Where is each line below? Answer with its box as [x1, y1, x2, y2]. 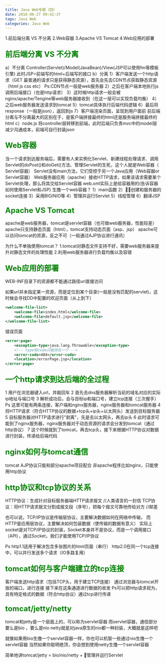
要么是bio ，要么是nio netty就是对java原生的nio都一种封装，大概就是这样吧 [5, 625, 158, 631]
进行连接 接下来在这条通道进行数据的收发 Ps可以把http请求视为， [26, 585, 160, 591]
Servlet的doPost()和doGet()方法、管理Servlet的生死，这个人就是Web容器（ [5, 162, 160, 167]
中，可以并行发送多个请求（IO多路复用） [5, 550, 88, 555]
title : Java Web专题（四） [5, 7, 57, 12]
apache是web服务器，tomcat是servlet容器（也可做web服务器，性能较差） [5, 220, 157, 226]
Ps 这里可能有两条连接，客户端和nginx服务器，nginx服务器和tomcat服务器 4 [5, 402, 161, 408]
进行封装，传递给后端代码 [5, 433, 57, 439]
